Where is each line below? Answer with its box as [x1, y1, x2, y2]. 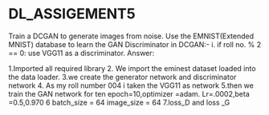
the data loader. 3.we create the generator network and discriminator [8, 72, 237, 81]
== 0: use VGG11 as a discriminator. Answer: [8, 48, 155, 57]
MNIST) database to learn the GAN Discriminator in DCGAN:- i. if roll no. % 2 [8, 39, 262, 49]
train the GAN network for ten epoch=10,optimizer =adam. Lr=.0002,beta [8, 89, 251, 98]
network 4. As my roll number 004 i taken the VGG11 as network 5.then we [8, 81, 255, 90]
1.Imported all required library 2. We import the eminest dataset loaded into [8, 63, 256, 73]
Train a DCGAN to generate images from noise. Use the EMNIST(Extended [8, 31, 255, 41]
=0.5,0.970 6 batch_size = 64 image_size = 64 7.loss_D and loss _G [8, 97, 230, 107]
